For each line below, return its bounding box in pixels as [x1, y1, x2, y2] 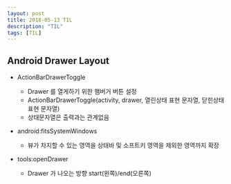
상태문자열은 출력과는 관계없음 [27, 113, 109, 121]
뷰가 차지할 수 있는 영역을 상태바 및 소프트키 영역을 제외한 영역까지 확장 [27, 141, 220, 150]
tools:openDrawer [17, 155, 69, 163]
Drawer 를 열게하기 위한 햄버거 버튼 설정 [27, 88, 137, 96]
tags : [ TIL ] [7, 29, 41, 37]
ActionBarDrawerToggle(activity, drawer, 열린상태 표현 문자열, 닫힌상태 [27, 96, 225, 104]
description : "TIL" [7, 23, 64, 30]
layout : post [7, 10, 45, 17]
